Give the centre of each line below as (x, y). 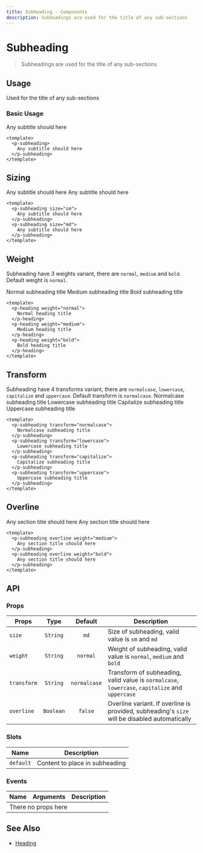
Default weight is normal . (37, 280)
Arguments (49, 797)
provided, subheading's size (148, 711)
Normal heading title (44, 314)
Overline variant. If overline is (149, 704)
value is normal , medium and (146, 657)
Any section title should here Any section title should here (78, 521)
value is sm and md (133, 639)
